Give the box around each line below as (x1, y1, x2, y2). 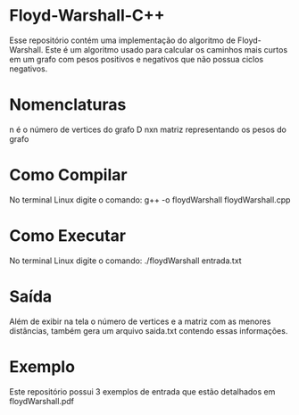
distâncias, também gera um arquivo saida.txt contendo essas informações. (9, 325, 288, 336)
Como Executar (9, 226, 127, 245)
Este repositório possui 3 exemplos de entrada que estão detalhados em (9, 386, 276, 397)
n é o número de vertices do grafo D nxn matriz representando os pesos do (9, 124, 287, 135)
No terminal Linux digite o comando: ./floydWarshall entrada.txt (9, 255, 243, 266)
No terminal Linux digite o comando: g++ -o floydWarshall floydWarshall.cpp (9, 194, 291, 205)
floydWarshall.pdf (9, 395, 74, 406)
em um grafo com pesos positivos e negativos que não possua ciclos (9, 54, 264, 64)
